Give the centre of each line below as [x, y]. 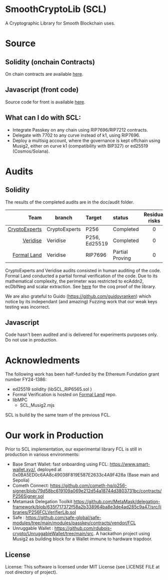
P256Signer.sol [28, 496]
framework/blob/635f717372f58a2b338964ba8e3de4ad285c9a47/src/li [87, 507]
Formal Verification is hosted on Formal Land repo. [64, 395]
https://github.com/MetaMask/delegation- [117, 502]
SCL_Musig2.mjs [37, 405]
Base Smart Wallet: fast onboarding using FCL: [60, 464]
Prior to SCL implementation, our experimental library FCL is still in [73, 449]
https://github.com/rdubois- [83, 528]
